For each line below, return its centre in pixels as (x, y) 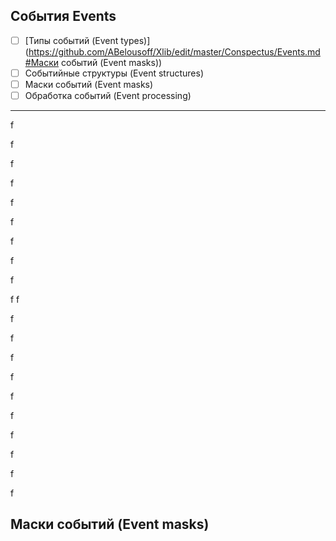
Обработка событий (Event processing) (108, 95)
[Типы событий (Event (71, 40)
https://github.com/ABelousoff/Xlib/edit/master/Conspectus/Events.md (174, 51)
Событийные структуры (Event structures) (114, 73)
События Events (63, 16)
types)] (135, 40)
